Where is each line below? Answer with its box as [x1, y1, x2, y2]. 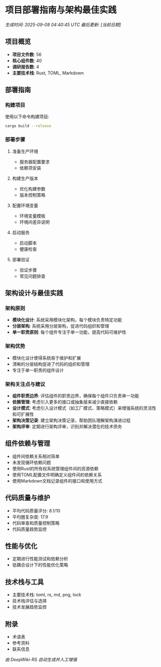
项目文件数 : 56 [12, 51, 42, 57]
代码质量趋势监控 [12, 526, 47, 532]
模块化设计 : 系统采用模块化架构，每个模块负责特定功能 [12, 317, 122, 323]
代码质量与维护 [5, 494, 50, 502]
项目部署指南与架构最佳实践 [5, 4, 117, 16]
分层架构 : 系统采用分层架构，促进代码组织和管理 [12, 323, 109, 329]
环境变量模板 [19, 212, 46, 219]
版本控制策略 [19, 192, 46, 198]
